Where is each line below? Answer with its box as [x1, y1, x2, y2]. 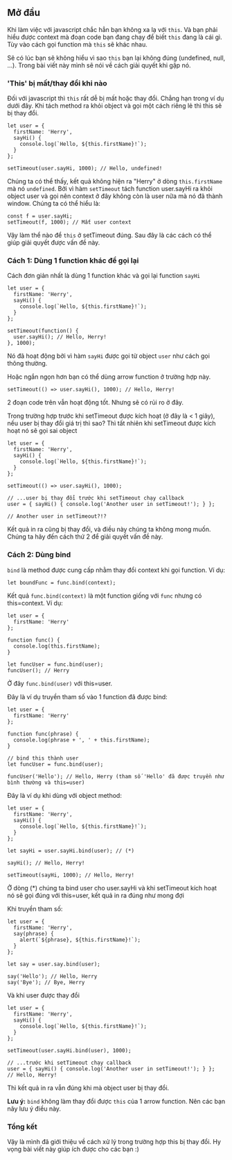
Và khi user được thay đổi [7, 991, 80, 999]
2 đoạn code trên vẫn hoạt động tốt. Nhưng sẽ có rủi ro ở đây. [7, 398, 184, 407]
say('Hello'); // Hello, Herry [7, 972, 98, 980]
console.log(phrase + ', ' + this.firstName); [13, 736, 150, 744]
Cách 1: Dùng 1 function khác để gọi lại [7, 256, 139, 266]
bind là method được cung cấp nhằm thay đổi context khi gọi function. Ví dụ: [7, 566, 226, 574]
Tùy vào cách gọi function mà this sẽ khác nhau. [7, 40, 148, 49]
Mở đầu [7, 7, 40, 19]
